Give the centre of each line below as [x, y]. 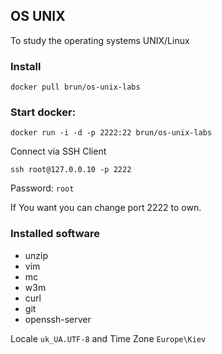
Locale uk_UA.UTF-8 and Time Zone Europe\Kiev [108, 338]
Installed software [55, 234]
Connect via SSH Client [58, 151]
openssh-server [58, 319]
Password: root [42, 188]
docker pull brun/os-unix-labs [75, 87]
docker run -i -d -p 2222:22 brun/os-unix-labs [111, 133]
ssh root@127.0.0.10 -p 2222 [71, 170]
